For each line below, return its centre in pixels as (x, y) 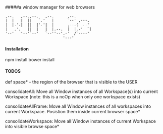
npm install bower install (30, 60)
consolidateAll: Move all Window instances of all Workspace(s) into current (81, 91)
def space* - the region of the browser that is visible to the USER (71, 82)
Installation (17, 48)
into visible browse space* (32, 127)
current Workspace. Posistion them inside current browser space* (73, 112)
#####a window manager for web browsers (50, 7)
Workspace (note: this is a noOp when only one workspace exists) (73, 97)
